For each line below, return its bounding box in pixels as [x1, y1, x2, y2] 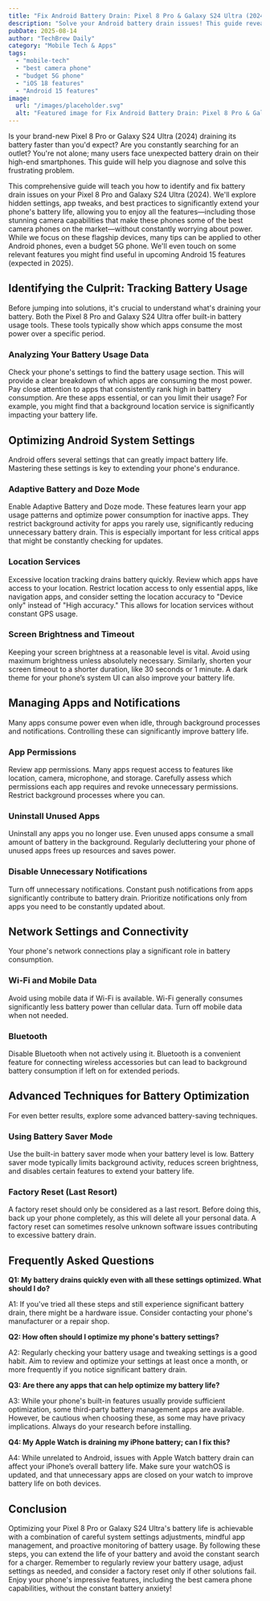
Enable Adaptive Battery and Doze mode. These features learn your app [8, 501, 247, 512]
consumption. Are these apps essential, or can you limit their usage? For [8, 393, 247, 403]
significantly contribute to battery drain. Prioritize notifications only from [8, 892, 247, 903]
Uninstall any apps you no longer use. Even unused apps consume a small [8, 829, 255, 838]
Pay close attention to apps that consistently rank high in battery [8, 385, 222, 394]
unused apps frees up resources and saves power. [8, 846, 176, 855]
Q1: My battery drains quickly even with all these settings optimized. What [8, 1275, 262, 1285]
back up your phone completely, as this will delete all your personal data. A [8, 1213, 257, 1223]
